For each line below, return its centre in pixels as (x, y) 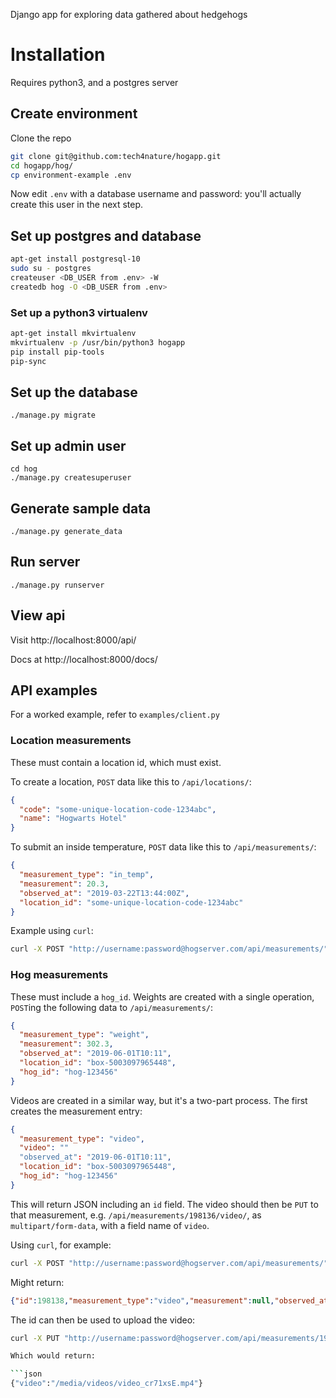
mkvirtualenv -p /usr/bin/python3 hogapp (98, 342)
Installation (58, 55)
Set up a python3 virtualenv (79, 312)
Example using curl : (52, 931)
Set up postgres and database (106, 235)
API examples (54, 690)
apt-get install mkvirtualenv (73, 333)
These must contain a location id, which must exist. (116, 762)
